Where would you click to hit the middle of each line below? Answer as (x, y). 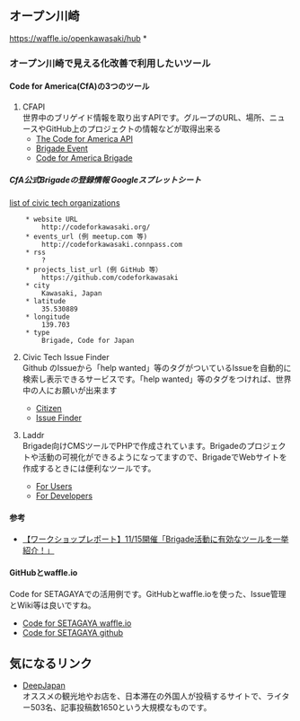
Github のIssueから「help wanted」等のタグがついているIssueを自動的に (157, 367)
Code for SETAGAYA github (73, 633)
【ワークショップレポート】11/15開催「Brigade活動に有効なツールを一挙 (155, 539)
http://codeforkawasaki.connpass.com (112, 244)
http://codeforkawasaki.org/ (96, 227)
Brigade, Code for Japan (88, 340)
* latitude (46, 301)
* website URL (52, 219)
